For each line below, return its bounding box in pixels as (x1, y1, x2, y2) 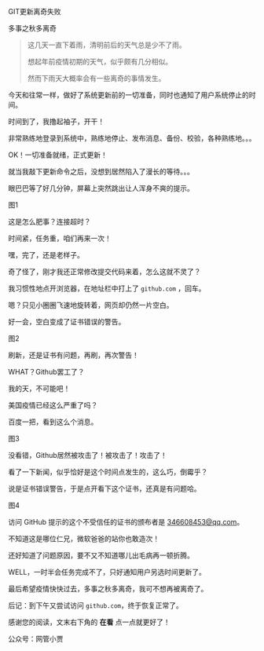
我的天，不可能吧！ (8, 384, 71, 393)
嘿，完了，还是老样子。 (8, 251, 84, 259)
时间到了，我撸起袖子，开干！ (8, 117, 104, 126)
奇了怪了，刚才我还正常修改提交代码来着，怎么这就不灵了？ (8, 267, 201, 276)
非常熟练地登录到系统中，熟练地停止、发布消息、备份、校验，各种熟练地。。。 (8, 133, 256, 143)
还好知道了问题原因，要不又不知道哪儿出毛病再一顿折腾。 (8, 550, 194, 560)
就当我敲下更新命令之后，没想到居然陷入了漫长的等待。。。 (8, 167, 194, 176)
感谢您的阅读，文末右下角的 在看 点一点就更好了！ (8, 617, 170, 627)
